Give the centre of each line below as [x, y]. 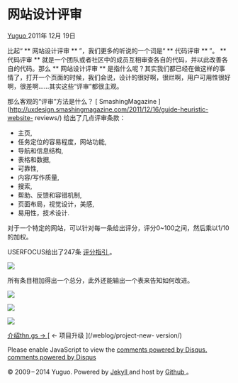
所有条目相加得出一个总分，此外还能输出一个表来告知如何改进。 [100, 280]
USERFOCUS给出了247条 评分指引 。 [62, 252]
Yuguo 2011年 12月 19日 [41, 36]
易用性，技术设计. [43, 212]
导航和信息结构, [40, 151]
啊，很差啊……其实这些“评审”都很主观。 [65, 86]
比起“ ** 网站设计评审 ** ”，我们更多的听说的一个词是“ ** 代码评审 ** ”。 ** [117, 50]
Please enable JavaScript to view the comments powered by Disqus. [107, 350]
